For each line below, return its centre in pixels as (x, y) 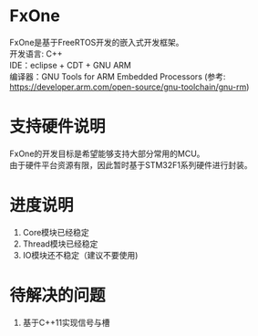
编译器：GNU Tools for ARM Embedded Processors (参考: (118, 76)
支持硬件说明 (58, 126)
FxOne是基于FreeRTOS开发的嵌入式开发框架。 (97, 42)
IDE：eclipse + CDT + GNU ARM (71, 65)
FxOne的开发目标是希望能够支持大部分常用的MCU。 (107, 153)
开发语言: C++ (36, 53)
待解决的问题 (58, 295)
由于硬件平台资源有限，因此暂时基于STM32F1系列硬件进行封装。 (131, 164)
